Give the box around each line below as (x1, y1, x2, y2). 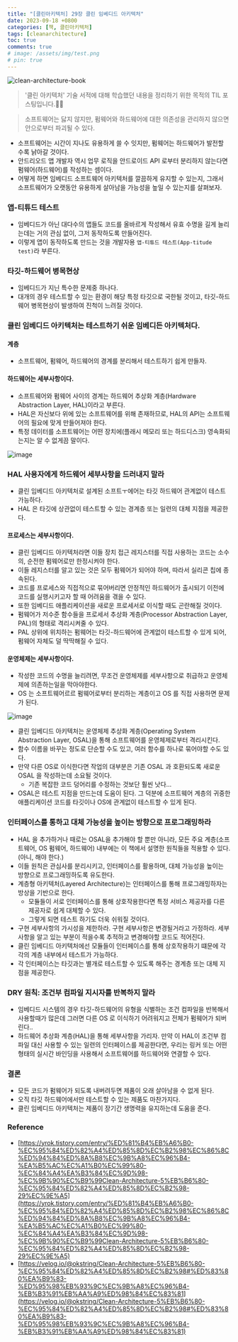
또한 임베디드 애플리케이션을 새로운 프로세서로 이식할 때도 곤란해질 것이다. (17, 601, 222, 610)
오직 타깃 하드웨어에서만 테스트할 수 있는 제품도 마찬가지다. (17, 1095, 181, 1104)
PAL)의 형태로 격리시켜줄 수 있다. (17, 619, 109, 628)
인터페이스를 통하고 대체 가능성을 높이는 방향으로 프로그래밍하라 (7, 817, 211, 827)
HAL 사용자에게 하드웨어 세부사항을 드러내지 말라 (7, 469, 165, 479)
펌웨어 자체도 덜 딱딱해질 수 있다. (17, 637, 108, 645)
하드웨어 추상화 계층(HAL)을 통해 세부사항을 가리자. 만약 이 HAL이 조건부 (17, 1031, 220, 1040)
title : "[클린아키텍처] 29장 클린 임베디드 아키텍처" (7, 10, 144, 18)
